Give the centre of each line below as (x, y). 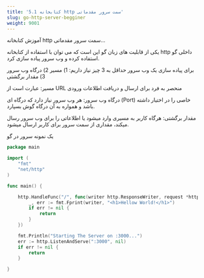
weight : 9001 (23, 23)
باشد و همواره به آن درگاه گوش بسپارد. (51, 106)
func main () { (25, 186)
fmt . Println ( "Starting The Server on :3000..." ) (80, 236)
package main (23, 147)
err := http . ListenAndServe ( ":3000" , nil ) (72, 241)
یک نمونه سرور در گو (30, 136)
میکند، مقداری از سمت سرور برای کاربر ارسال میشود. (68, 124)
